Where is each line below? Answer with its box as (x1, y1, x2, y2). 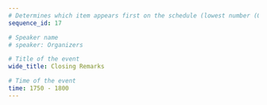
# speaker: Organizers (8, 41, 83, 49)
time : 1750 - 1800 (8, 84, 69, 92)
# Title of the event (8, 55, 80, 64)
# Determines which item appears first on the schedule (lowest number (8, 11, 250, 20)
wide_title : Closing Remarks (8, 63, 105, 71)
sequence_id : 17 (8, 19, 62, 27)
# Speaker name (8, 33, 59, 41)
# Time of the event (8, 77, 77, 85)
